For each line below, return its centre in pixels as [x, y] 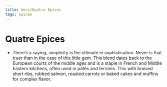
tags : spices [19, 14]
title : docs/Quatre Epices [33, 10]
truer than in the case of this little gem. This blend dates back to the [82, 58]
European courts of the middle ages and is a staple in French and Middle [87, 63]
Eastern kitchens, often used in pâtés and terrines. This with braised [82, 69]
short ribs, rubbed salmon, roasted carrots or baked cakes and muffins [85, 74]
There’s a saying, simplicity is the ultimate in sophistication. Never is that [87, 53]
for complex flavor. [32, 79]
